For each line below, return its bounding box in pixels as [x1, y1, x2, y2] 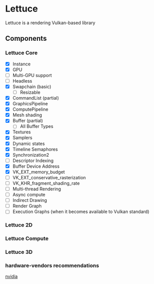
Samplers [12, 134, 33, 141]
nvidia [5, 273, 18, 279]
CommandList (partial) [12, 95, 59, 101]
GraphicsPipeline [12, 101, 48, 107]
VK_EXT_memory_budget [12, 169, 65, 175]
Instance [12, 61, 31, 67]
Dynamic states [12, 140, 45, 147]
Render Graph [12, 203, 42, 209]
